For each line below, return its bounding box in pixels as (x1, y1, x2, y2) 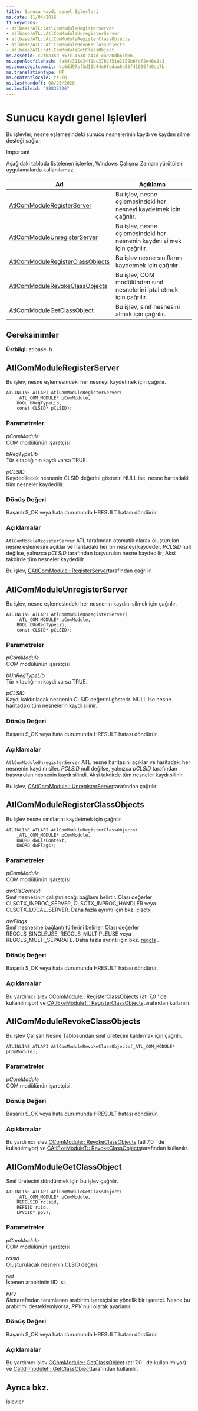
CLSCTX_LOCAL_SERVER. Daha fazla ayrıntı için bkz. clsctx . (6, 906, 154, 914)
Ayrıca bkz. (6, 1382, 49, 1393)
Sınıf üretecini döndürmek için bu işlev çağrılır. (6, 1177, 119, 1185)
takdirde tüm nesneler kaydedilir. (6, 556, 85, 563)
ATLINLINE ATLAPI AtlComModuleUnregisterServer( (6, 611, 128, 618)
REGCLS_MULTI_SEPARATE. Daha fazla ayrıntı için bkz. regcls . (6, 937, 159, 944)
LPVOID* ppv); (16, 1210, 51, 1216)
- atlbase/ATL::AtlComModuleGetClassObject (6, 47, 115, 53)
